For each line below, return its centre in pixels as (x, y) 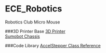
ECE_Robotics (34, 9)
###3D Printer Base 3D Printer (35, 31)
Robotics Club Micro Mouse (33, 22)
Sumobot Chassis (22, 36)
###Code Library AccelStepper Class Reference (53, 45)
